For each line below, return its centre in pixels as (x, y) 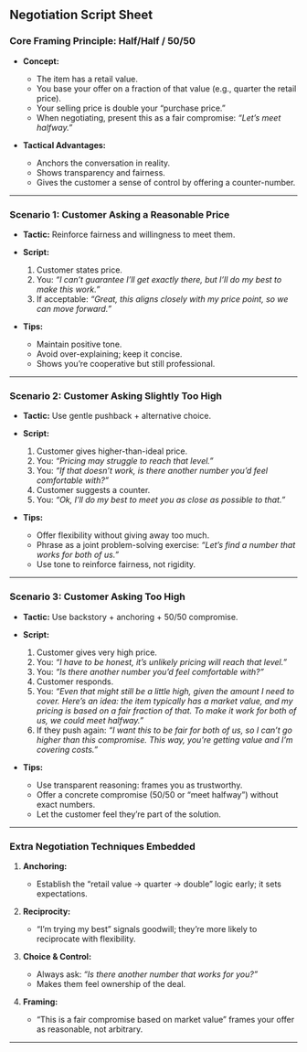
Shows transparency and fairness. (101, 172)
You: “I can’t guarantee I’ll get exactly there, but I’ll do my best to (159, 279)
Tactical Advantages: (64, 145)
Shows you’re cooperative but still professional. (126, 363)
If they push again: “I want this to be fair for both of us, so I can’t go (164, 730)
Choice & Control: (57, 956)
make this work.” (68, 289)
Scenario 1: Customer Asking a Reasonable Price (120, 214)
